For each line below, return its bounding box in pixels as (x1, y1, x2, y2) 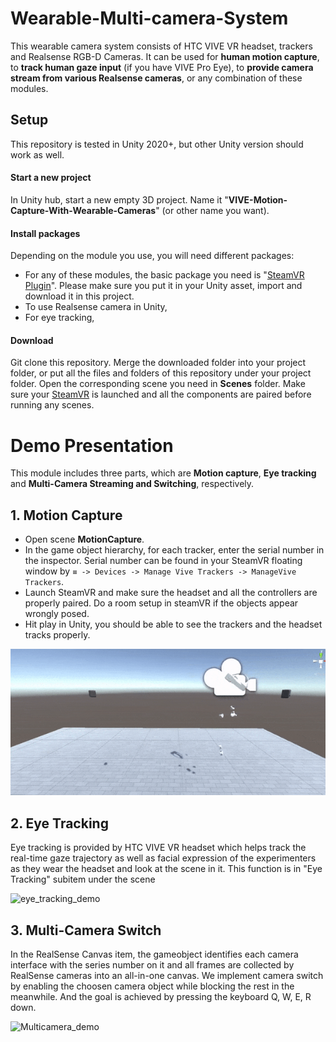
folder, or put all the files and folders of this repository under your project (10, 367, 312, 379)
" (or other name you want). (155, 204, 270, 216)
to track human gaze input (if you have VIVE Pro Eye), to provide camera (10, 61, 314, 73)
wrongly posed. (24, 608, 90, 620)
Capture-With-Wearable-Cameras (10, 204, 157, 216)
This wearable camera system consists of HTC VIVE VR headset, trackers (10, 40, 313, 52)
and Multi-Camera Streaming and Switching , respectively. (10, 478, 255, 490)
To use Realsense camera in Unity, (24, 301, 168, 313)
